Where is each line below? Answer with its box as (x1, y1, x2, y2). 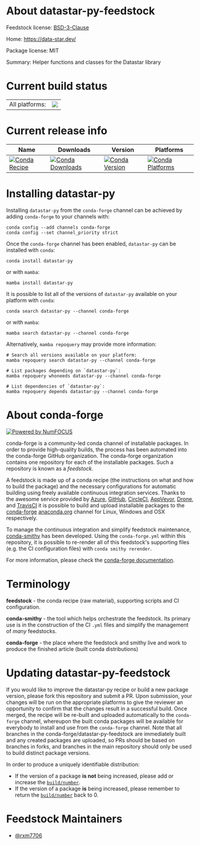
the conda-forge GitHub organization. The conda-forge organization (6, 452, 174, 459)
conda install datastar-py (6, 258, 73, 264)
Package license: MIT (6, 46, 60, 54)
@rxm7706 (14, 832, 43, 839)
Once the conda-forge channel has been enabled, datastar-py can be (6, 240, 177, 247)
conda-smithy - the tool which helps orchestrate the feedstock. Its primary (6, 615, 191, 622)
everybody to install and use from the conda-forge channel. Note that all (6, 724, 182, 731)
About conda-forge (6, 408, 104, 422)
